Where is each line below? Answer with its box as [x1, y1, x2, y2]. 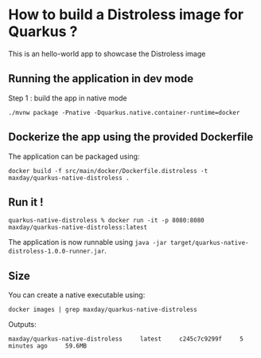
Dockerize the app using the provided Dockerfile [8, 130, 254, 144]
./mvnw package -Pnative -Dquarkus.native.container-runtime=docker [8, 108, 240, 116]
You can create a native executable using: [8, 290, 146, 300]
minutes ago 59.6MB [8, 342, 88, 350]
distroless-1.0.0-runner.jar [8, 247, 105, 256]
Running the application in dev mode [8, 72, 193, 85]
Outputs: [8, 320, 37, 329]
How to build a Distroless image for [8, 6, 244, 24]
